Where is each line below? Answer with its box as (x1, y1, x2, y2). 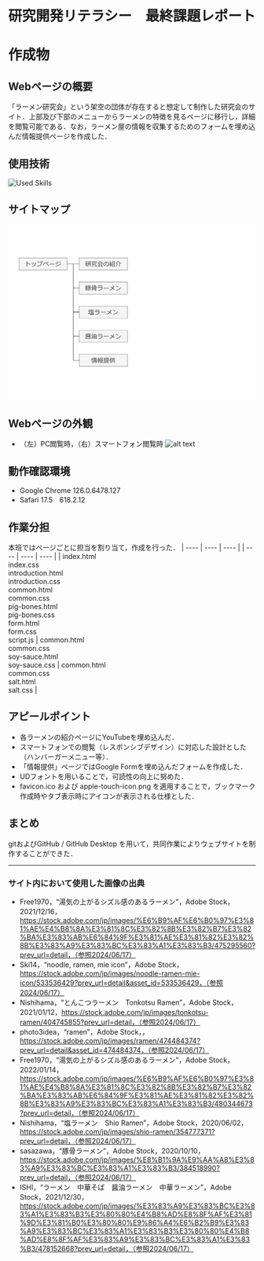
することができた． (14, 848, 77, 858)
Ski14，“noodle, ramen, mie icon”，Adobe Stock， (19, 960, 184, 969)
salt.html (8, 677, 36, 686)
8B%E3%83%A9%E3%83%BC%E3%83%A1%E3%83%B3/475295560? (19, 941, 256, 950)
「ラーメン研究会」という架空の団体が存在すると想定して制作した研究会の (8, 102, 249, 112)
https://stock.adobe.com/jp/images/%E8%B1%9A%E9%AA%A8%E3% (19, 1155, 251, 1164)
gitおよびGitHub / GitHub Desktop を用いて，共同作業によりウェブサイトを (8, 839, 249, 848)
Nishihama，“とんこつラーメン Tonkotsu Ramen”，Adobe (19, 998, 211, 1007)
